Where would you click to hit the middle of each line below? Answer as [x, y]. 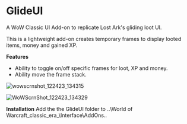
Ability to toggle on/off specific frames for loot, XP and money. [91, 68]
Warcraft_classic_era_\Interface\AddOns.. [57, 115]
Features [17, 56]
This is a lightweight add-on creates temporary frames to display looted [94, 39]
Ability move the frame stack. [51, 74]
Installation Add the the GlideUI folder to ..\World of [69, 109]
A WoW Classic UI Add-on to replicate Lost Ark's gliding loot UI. [84, 27]
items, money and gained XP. [42, 45]
